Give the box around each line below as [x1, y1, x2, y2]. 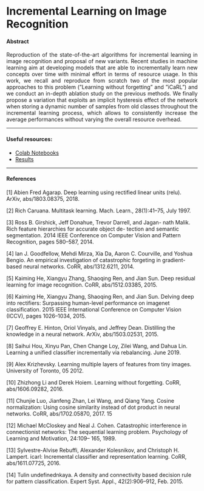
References [6, 175, 36, 183]
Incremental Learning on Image [6, 4, 167, 18]
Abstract [6, 38, 29, 45]
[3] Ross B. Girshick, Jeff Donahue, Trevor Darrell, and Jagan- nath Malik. [6, 218, 191, 226]
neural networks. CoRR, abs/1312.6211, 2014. [23, 263, 135, 270]
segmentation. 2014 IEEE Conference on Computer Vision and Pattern [6, 231, 181, 239]
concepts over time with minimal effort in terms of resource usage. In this [6, 71, 198, 78]
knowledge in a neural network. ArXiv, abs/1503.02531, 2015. [6, 330, 159, 338]
